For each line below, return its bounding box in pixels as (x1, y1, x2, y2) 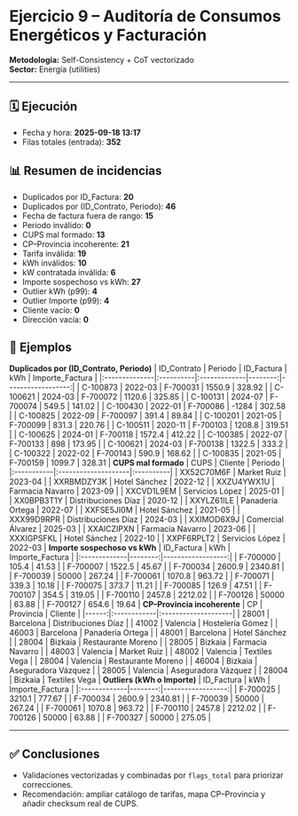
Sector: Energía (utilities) (9, 64, 101, 75)
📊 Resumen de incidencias (9, 163, 162, 178)
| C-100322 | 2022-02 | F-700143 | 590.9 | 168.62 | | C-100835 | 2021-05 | (9, 448, 282, 459)
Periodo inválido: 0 (21, 219, 91, 230)
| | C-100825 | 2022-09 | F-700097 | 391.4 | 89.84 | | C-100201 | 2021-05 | (9, 410, 282, 421)
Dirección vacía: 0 (21, 313, 89, 325)
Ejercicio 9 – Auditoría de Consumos (9, 6, 281, 27)
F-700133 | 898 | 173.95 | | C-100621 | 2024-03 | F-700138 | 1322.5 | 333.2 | (9, 439, 288, 449)
